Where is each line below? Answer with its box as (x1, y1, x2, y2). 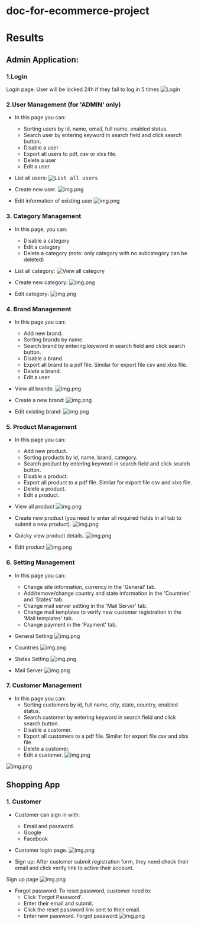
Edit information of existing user (14, 197, 93, 204)
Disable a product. (23, 473, 69, 480)
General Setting (14, 632, 53, 639)
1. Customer (6, 797, 41, 806)
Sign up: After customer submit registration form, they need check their (14, 858, 189, 865)
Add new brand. (23, 330, 63, 337)
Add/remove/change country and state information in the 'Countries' (23, 589, 191, 597)
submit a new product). (14, 521, 72, 528)
